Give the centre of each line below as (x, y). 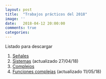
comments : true (21, 28)
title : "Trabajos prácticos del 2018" (46, 14)
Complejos (23, 66)
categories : (17, 32)
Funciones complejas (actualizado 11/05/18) (57, 71)
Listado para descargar (29, 46)
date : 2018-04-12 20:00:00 (35, 23)
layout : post (19, 10)
